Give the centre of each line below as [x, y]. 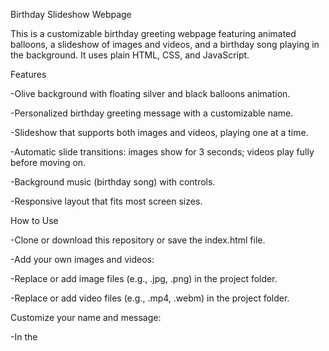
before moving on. [48, 162]
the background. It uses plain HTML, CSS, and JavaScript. [130, 55]
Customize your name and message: [86, 317]
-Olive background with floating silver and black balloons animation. [150, 93]
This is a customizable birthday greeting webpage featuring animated [153, 33]
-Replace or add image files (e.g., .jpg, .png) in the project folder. [144, 278]
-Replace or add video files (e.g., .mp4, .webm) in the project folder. [150, 298]
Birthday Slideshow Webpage [71, 14]
